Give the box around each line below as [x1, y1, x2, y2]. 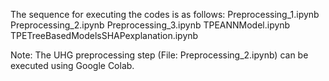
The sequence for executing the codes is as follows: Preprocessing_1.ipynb [10, 9, 320, 20]
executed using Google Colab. [10, 60, 135, 71]
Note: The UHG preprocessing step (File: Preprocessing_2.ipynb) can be [10, 49, 309, 61]
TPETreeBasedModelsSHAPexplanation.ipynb [10, 30, 199, 41]
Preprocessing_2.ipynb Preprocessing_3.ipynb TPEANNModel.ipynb [10, 19, 291, 31]
